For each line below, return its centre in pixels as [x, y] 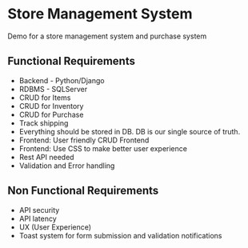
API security [39, 210]
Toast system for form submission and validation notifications [120, 235]
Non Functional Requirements [83, 191]
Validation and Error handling [67, 166]
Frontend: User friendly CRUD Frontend [84, 140]
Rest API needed [46, 157]
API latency [38, 218]
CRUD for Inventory [51, 106]
